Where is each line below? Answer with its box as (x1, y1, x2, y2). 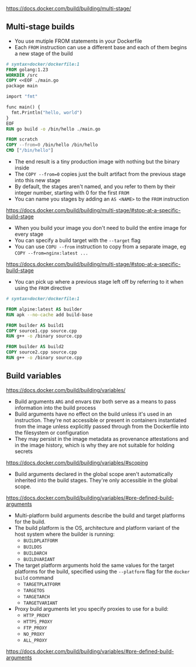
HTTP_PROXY (23, 612, 50, 618)
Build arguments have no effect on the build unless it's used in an (14, 410, 173, 417)
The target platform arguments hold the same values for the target (14, 561, 174, 569)
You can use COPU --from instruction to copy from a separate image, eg (14, 243, 186, 250)
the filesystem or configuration (14, 429, 89, 436)
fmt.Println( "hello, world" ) (11, 110, 82, 115)
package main (6, 83, 38, 89)
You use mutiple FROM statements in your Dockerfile (14, 38, 142, 45)
